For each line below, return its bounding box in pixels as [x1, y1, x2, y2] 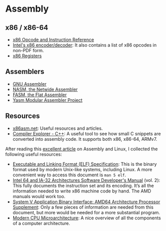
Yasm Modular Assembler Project [12, 97, 83, 103]
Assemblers [5, 67, 45, 76]
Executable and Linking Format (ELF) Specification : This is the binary [12, 161, 157, 167]
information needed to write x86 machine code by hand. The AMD [12, 188, 151, 194]
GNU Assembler [12, 81, 47, 87]
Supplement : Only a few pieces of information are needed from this [12, 204, 154, 210]
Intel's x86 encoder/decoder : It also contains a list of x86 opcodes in [12, 42, 157, 48]
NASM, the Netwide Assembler [12, 86, 78, 92]
